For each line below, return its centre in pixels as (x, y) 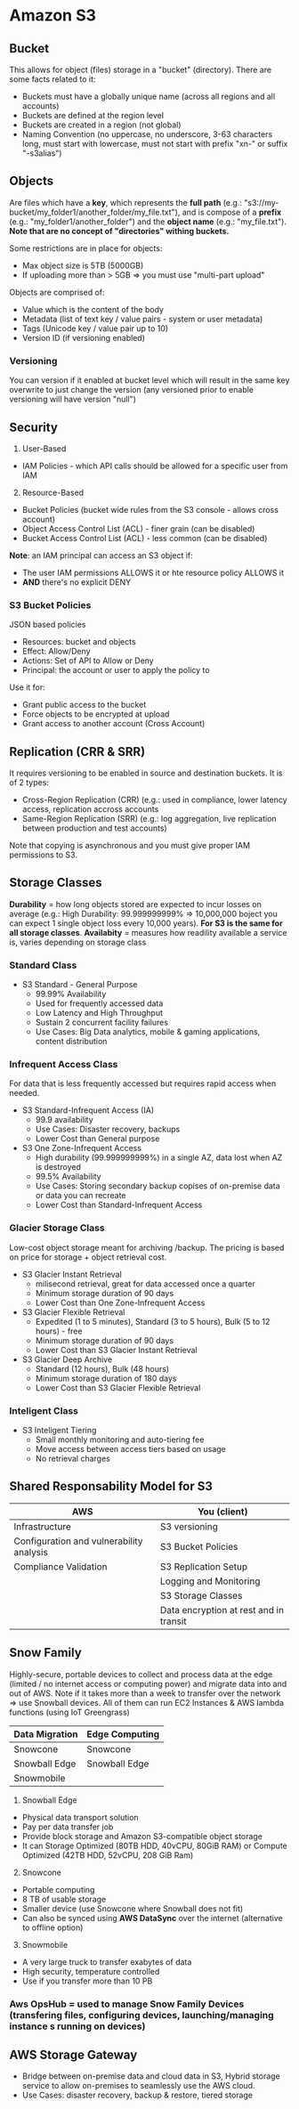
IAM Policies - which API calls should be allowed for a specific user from (155, 466)
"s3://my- (262, 202)
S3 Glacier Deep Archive (67, 1359)
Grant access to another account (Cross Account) (113, 724)
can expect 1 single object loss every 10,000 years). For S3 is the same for (146, 923)
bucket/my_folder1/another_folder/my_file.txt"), (95, 212)
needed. (24, 1093)
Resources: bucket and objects (79, 642)
